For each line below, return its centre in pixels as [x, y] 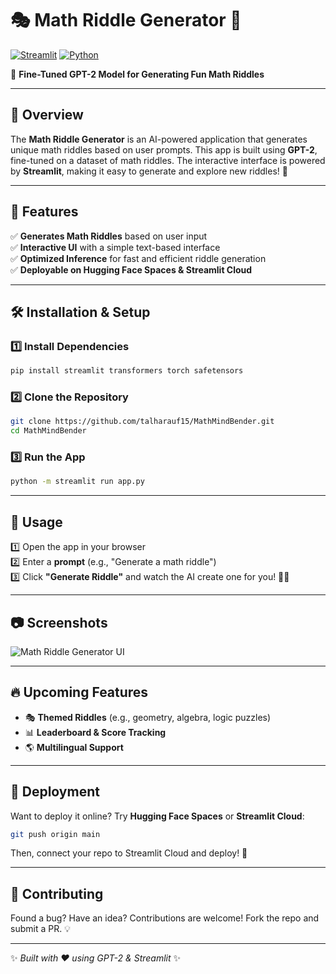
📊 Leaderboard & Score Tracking [95, 732]
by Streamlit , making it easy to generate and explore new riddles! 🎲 [149, 171]
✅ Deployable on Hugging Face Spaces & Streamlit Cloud [131, 269]
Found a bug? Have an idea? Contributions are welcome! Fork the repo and [165, 918]
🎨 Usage [36, 522]
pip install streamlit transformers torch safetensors [127, 371]
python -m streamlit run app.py [77, 482]
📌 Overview [47, 115]
